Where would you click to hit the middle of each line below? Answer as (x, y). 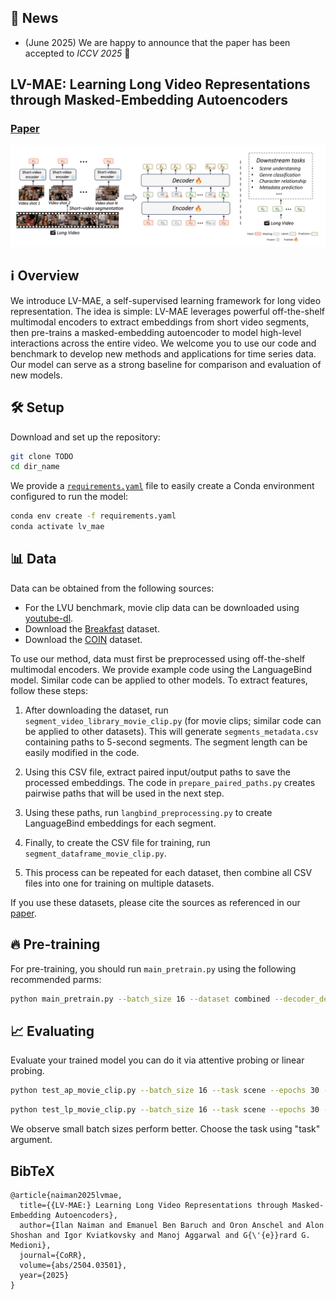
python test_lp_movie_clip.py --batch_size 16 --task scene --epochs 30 (165, 1110)
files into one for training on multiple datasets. (119, 883)
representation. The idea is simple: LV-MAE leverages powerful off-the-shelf (167, 311)
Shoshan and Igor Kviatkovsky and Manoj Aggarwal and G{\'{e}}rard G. (160, 1235)
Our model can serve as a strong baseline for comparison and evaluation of (166, 364)
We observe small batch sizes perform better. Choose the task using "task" (165, 1129)
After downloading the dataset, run (96, 710)
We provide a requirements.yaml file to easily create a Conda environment (162, 486)
